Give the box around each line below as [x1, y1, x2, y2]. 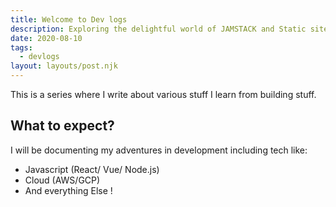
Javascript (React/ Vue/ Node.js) [24, 163, 160, 175]
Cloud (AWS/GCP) [24, 174, 101, 186]
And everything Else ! [24, 184, 113, 196]
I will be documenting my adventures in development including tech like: [10, 144, 308, 156]
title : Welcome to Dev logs [10, 14, 128, 25]
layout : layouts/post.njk [10, 61, 118, 71]
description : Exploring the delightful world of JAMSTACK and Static [10, 24, 307, 34]
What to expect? [10, 117, 115, 135]
